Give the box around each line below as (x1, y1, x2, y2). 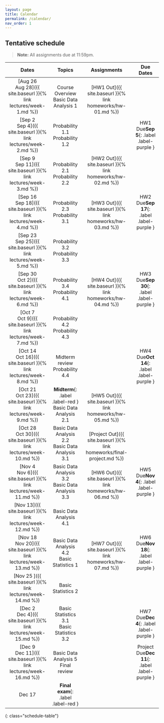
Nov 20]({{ (15, 540, 40, 547)
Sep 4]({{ (17, 123, 38, 130)
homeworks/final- (85, 449, 128, 456)
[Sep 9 (19, 155, 36, 162)
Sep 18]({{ (15, 200, 40, 206)
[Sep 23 (18, 232, 37, 239)
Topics (57, 67, 74, 73)
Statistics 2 (52, 588, 79, 595)
